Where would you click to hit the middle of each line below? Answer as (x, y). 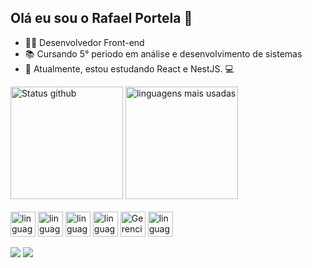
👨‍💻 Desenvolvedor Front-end (84, 42)
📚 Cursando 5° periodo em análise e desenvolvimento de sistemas (163, 53)
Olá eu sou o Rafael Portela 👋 (101, 18)
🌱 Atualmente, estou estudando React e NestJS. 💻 (129, 68)
